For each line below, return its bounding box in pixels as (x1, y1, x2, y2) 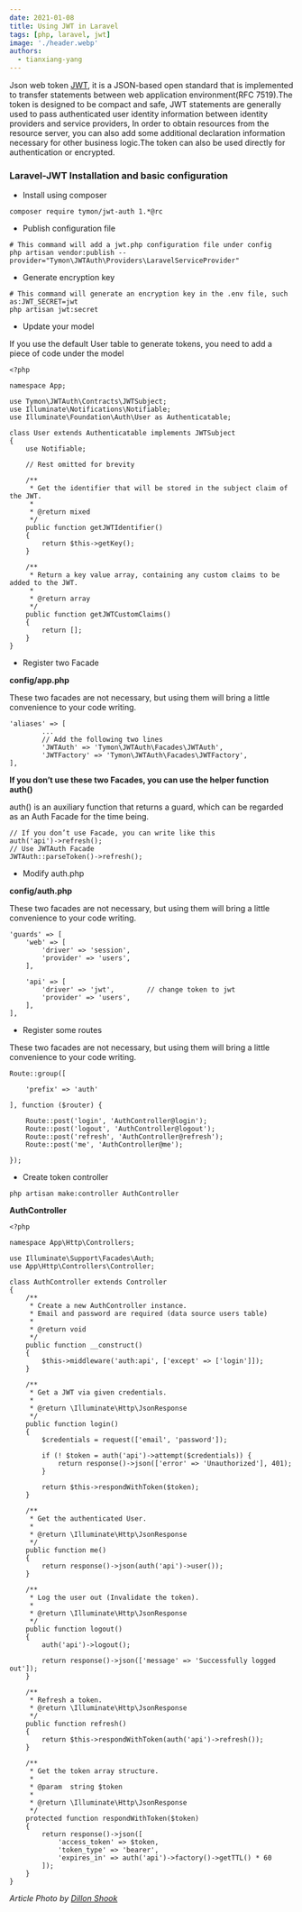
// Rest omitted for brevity (25, 461, 135, 470)
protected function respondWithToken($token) (25, 1814, 200, 1824)
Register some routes (22, 1025, 102, 1036)
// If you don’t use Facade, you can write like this (9, 828, 216, 838)
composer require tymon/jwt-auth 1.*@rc (9, 207, 164, 216)
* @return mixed (29, 508, 91, 517)
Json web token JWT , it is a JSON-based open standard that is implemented (9, 80, 294, 90)
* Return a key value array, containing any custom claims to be (29, 571, 280, 580)
